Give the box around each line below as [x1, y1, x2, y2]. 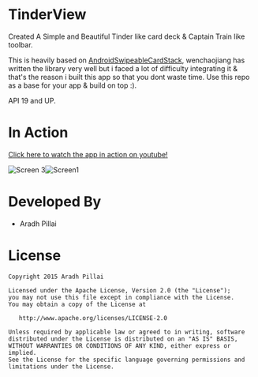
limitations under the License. [8, 362, 114, 371]
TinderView [8, 6, 87, 24]
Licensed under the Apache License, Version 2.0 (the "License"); [8, 286, 231, 294]
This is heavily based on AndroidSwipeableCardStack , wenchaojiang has [8, 55, 245, 65]
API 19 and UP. [8, 96, 57, 105]
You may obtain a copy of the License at [8, 300, 147, 308]
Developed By [8, 193, 102, 211]
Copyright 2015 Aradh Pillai [8, 273, 104, 281]
